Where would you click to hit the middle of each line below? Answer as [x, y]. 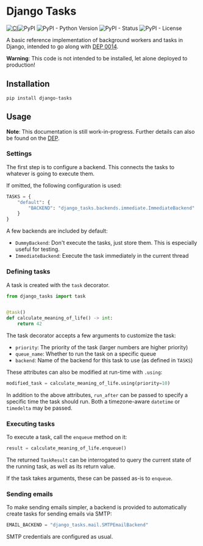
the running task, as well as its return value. [61, 467]
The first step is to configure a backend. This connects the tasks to [91, 167]
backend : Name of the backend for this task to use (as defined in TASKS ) [104, 360]
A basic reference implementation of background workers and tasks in [95, 40]
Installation [28, 84]
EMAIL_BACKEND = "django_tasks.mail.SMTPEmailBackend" [77, 525]
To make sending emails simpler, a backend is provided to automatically [97, 508]
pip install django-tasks [39, 98]
